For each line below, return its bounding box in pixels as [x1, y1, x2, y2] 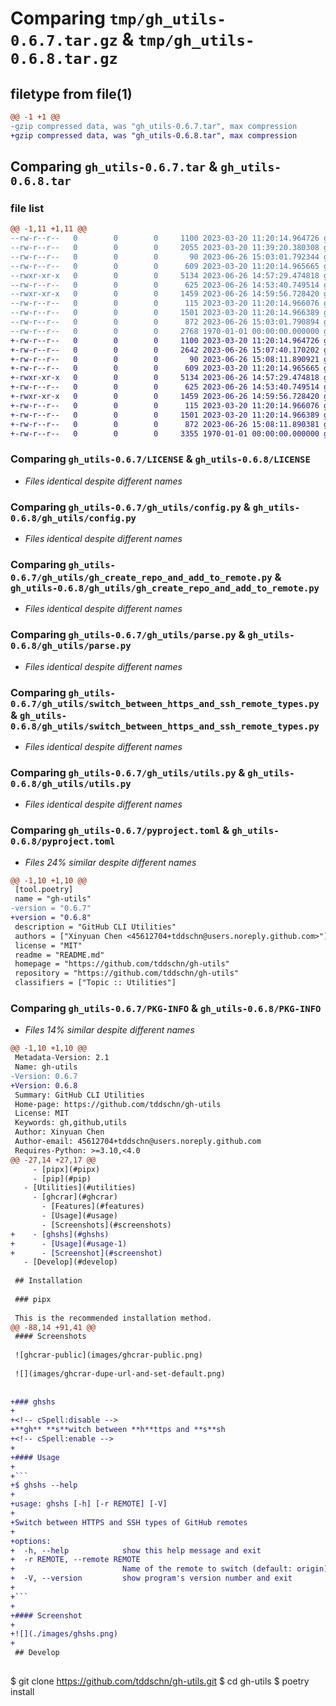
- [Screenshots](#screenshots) [41, 1220, 172, 1230]
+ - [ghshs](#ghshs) [10, 1229, 110, 1239]
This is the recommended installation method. [14, 1313, 213, 1323]
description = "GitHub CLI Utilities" [14, 922, 177, 932]
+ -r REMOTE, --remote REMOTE [10, 1555, 141, 1565]
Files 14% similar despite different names [24, 1024, 195, 1036]
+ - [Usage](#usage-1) [10, 1238, 128, 1249]
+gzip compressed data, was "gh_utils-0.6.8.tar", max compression [10, 130, 298, 141]
